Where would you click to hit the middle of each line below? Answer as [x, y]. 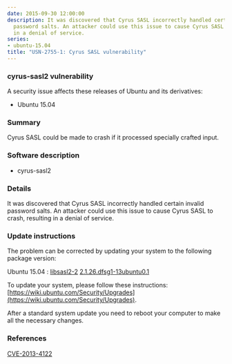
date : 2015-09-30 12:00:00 [46, 13]
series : [18, 39]
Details [19, 189]
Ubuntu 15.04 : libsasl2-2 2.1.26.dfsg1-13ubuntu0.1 [78, 272]
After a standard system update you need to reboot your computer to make [114, 313]
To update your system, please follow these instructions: [87, 285]
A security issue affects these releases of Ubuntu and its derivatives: [105, 91]
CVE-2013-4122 [30, 354]
